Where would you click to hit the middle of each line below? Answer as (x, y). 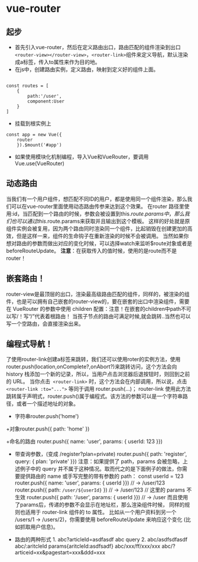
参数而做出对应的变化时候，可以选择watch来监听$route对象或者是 (112, 243)
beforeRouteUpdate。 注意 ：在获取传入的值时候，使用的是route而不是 (92, 251)
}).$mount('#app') (39, 145)
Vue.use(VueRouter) (40, 163)
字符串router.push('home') (47, 416)
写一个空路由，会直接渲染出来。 (45, 323)
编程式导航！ (30, 344)
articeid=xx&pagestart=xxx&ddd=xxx (60, 553)
